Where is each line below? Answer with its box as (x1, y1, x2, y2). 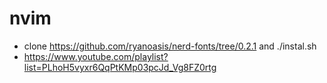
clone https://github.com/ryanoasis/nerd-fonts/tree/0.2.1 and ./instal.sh (23, 40, 317, 52)
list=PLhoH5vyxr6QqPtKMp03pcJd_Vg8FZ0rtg (23, 61, 217, 73)
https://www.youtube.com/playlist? (23, 50, 169, 62)
